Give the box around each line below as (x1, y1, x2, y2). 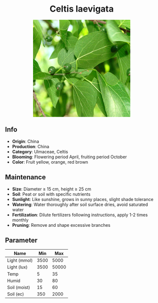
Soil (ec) (7, 291, 24, 297)
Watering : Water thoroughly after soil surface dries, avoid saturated (12, 202, 148, 207)
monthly (12, 217, 29, 223)
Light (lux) (7, 264, 28, 270)
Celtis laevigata (49, 3, 114, 15)
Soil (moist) (7, 285, 30, 290)
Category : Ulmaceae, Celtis (12, 149, 68, 154)
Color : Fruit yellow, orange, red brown (12, 159, 88, 165)
